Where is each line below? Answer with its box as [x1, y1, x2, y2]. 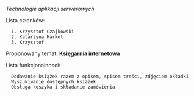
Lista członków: [5, 17, 45, 24]
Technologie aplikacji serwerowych [5, 5, 95, 12]
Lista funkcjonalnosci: [5, 62, 61, 69]
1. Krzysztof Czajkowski [11, 29, 74, 35]
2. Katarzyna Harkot [11, 34, 63, 40]
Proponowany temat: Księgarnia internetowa [5, 50, 120, 57]
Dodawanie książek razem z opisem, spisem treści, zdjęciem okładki [11, 74, 189, 80]
